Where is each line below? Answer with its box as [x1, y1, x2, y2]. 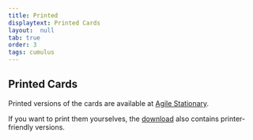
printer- [220, 114, 246, 123]
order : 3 [8, 41, 37, 49]
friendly [8, 122, 34, 131]
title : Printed [8, 11, 59, 20]
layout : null [8, 26, 55, 34]
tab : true [8, 33, 41, 42]
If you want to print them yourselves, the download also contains [8, 114, 219, 123]
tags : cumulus [8, 48, 55, 56]
